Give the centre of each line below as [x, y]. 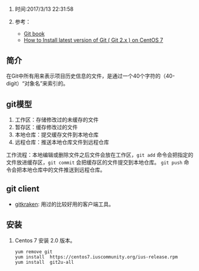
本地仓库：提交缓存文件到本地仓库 [57, 135]
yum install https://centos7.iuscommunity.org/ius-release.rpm [96, 257]
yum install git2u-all [44, 262]
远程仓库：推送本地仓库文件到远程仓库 [62, 142]
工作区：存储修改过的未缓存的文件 [57, 120]
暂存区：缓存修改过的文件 [46, 127]
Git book [34, 34]
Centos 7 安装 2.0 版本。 [45, 240]
